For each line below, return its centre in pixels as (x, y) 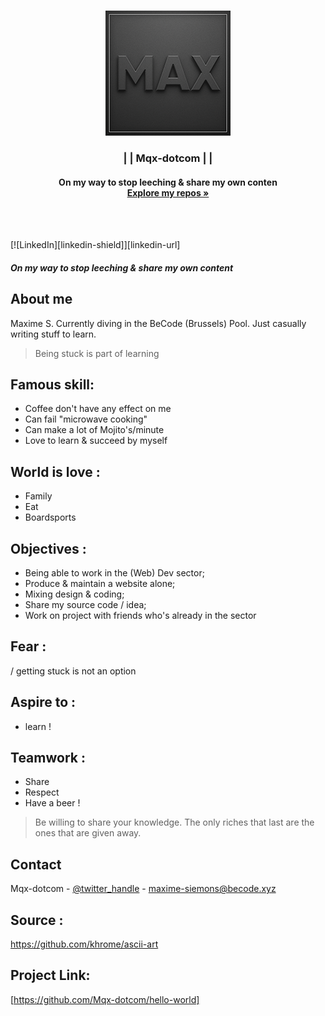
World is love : (55, 471)
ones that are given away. (88, 833)
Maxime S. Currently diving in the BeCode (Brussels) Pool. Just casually (158, 323)
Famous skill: (52, 384)
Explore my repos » (168, 192)
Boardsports (50, 517)
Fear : (28, 646)
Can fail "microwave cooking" (86, 419)
